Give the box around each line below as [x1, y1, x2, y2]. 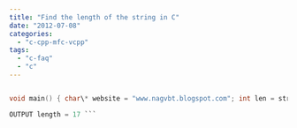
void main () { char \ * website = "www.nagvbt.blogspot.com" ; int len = [9, 94, 275, 102]
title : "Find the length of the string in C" [9, 12, 179, 22]
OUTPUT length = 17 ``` [9, 109, 97, 119]
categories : [9, 29, 53, 38]
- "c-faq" [17, 54, 53, 63]
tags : [9, 46, 29, 55]
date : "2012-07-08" [9, 21, 81, 30]
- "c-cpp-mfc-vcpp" [17, 37, 89, 47]
